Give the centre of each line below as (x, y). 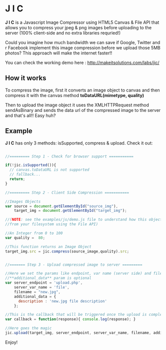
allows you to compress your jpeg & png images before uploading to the (78, 27)
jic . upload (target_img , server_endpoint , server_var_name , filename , (78, 333)
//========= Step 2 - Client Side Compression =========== (67, 193)
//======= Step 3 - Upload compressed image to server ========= (74, 265)
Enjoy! (12, 342)
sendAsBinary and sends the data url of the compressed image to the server (83, 110)
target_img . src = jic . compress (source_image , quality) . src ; (67, 251)
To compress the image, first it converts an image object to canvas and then (83, 90)
